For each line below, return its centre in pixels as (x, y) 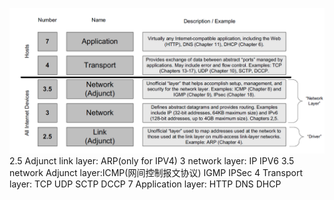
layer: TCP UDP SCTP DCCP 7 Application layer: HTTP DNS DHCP (145, 184)
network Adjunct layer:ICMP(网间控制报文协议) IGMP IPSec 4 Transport (156, 173)
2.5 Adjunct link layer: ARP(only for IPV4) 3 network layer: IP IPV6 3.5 (152, 161)
